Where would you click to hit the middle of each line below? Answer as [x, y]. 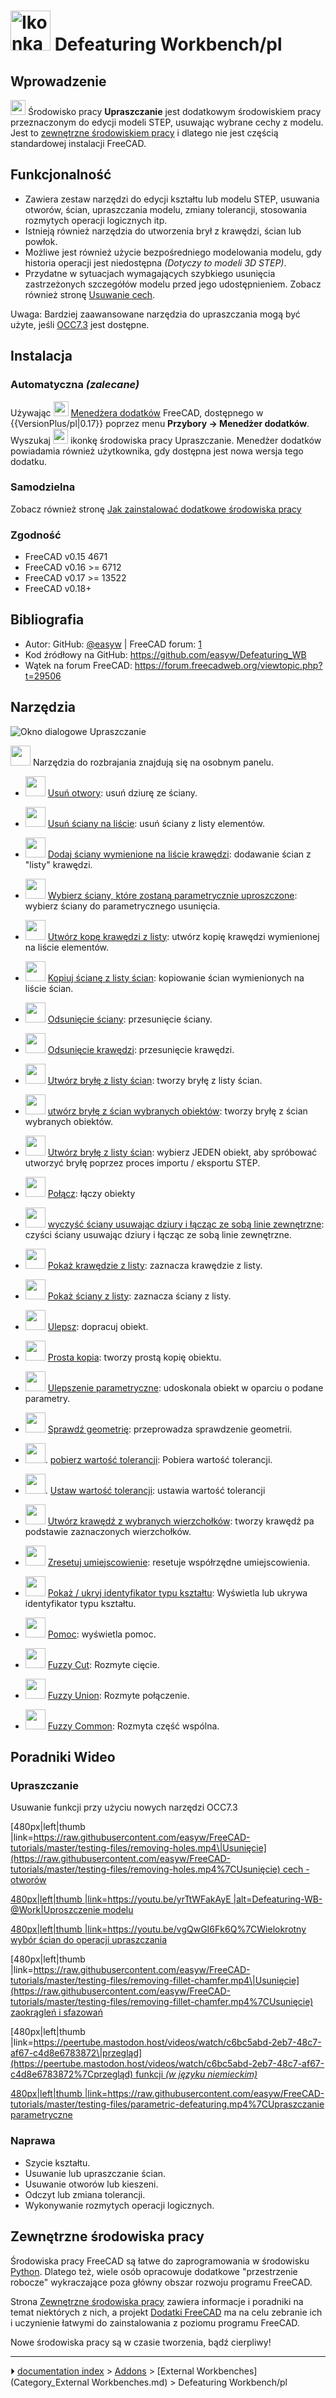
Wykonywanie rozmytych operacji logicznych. [119, 2205]
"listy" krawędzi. [58, 864]
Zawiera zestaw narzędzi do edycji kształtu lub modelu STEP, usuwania [172, 199]
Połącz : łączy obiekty [91, 1193]
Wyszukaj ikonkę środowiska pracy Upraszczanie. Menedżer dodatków [166, 440]
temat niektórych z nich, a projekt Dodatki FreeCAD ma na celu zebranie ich [166, 2312]
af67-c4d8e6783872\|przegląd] [76, 2053]
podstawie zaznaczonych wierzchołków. [108, 1531]
